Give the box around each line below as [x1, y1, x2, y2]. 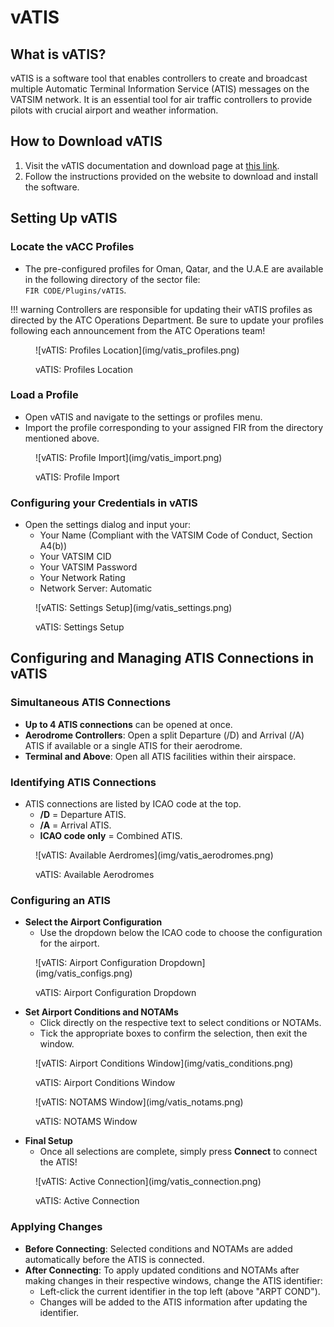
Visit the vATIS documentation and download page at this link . [24, 159, 280, 171]
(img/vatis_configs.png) [35, 967, 133, 980]
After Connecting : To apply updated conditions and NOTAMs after [24, 1264, 300, 1276]
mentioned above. [24, 432, 100, 444]
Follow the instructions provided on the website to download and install [24, 170, 318, 182]
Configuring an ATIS [10, 894, 112, 907]
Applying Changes [10, 1220, 103, 1234]
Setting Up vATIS [10, 210, 118, 227]
